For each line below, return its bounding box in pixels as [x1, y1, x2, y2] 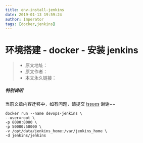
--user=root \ [5, 115, 35, 121]
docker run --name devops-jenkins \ [5, 111, 82, 116]
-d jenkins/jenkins [5, 133, 46, 138]
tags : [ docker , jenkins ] [5, 21, 56, 27]
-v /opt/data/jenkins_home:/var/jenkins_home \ [5, 129, 108, 134]
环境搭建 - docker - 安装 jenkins [5, 45, 138, 56]
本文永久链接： [25, 75, 57, 81]
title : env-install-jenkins [5, 7, 65, 13]
